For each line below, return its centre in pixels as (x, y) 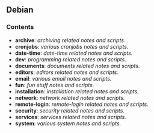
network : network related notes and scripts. (70, 97)
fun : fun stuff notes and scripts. (54, 85)
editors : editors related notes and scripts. (67, 72)
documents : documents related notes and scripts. (77, 66)
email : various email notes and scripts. (63, 78)
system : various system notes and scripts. (68, 123)
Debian (20, 10)
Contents (20, 27)
